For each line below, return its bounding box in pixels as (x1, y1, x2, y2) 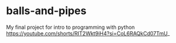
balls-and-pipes (6, 4, 87, 18)
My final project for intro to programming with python (6, 24, 135, 31)
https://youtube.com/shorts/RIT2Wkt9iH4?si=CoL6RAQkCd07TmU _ (6, 29, 170, 37)
